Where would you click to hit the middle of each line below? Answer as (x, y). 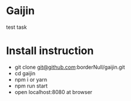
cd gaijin (25, 73)
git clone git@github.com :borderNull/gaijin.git (70, 67)
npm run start (31, 86)
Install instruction (50, 51)
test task (17, 27)
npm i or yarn (31, 79)
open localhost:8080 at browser (53, 92)
